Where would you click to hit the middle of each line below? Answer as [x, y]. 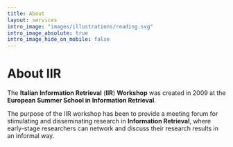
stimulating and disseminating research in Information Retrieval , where [109, 121]
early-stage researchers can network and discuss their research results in [113, 128]
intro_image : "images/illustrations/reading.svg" [80, 26]
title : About [26, 14]
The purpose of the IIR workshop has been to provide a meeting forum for [113, 114]
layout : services [32, 20]
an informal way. [31, 136]
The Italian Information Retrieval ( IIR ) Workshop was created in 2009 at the [117, 93]
